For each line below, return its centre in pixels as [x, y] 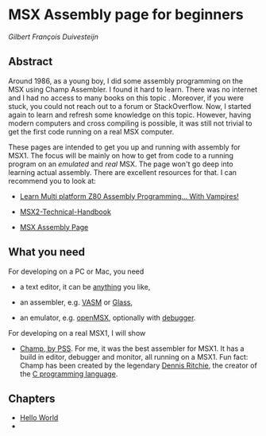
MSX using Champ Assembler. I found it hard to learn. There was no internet [133, 89]
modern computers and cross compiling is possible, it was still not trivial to [130, 123]
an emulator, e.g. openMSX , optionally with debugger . [108, 317]
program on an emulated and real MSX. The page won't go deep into [121, 164]
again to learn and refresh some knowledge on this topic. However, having [130, 115]
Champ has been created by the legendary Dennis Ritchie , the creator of [139, 365]
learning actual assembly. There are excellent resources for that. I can [122, 172]
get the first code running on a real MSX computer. [91, 131]
